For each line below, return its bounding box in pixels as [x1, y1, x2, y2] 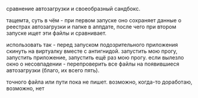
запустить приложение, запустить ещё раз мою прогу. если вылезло [6, 54, 184, 61]
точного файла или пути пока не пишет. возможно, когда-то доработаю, [6, 78, 193, 85]
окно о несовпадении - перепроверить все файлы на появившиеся [6, 60, 179, 67]
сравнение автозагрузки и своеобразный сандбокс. [6, 5, 140, 12]
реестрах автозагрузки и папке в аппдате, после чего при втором [6, 23, 176, 30]
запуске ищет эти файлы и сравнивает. [6, 29, 107, 37]
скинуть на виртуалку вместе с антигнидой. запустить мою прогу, [6, 47, 178, 55]
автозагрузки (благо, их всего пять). [6, 67, 100, 74]
